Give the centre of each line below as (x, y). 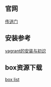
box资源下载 (24, 68)
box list (12, 80)
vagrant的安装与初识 (25, 51)
